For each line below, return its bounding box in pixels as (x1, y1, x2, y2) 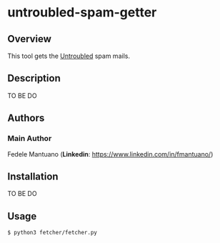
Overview (7, 33, 52, 45)
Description (7, 72, 61, 84)
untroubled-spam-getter (7, 4, 157, 21)
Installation (7, 170, 59, 182)
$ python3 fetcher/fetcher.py (7, 229, 98, 237)
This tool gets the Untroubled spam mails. (7, 51, 131, 60)
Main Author (7, 134, 52, 144)
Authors (7, 112, 45, 124)
